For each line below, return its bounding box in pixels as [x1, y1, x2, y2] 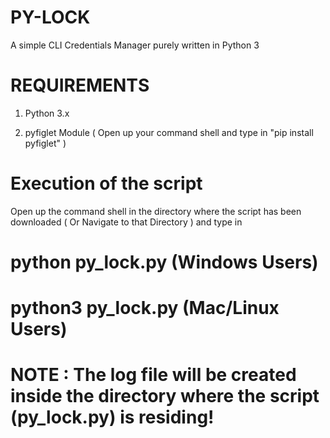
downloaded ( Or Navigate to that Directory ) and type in [10, 216, 243, 228]
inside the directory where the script [10, 385, 320, 408]
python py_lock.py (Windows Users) [10, 251, 319, 273]
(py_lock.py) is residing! [10, 406, 215, 429]
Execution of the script [10, 172, 203, 195]
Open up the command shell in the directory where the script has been [10, 205, 302, 217]
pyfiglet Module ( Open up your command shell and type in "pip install [24, 126, 314, 138]
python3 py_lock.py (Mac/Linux [10, 297, 280, 320]
